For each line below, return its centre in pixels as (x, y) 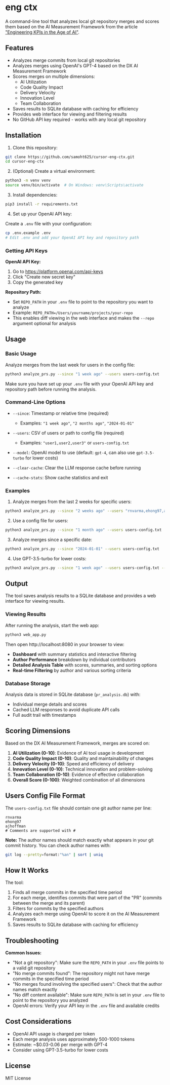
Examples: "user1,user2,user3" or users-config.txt (75, 443)
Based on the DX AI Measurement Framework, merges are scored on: (78, 743)
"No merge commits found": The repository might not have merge (81, 974)
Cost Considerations (38, 1021)
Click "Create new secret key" (44, 277)
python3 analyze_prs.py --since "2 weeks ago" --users (64, 511)
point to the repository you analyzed (50, 1000)
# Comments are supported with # (40, 830)
